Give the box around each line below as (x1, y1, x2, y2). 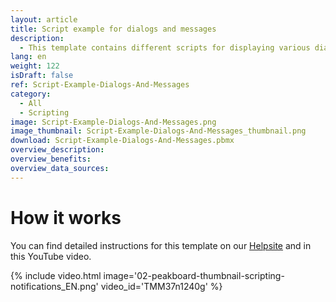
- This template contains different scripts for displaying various (19, 42, 311, 53)
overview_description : (10, 145, 105, 155)
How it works (10, 206, 122, 229)
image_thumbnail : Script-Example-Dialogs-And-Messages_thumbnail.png (10, 126, 307, 136)
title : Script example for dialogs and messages (10, 24, 217, 34)
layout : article (10, 14, 78, 25)
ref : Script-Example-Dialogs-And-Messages (10, 80, 190, 90)
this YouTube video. (10, 250, 92, 262)
